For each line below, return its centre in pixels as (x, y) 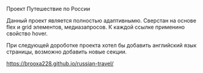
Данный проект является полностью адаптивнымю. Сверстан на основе (101, 20)
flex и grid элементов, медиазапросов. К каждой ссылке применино (96, 27)
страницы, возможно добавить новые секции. (66, 52)
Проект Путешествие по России (48, 9)
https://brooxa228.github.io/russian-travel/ (60, 64)
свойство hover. (27, 33)
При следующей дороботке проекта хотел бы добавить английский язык (101, 45)
